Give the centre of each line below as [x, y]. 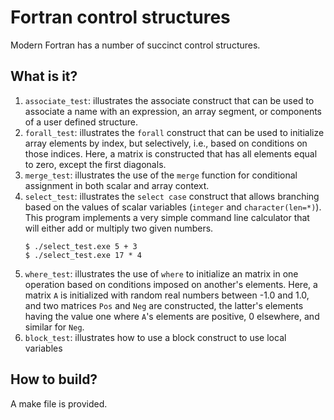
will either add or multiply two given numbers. [119, 228]
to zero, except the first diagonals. [95, 164]
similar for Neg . [54, 327]
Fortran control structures [120, 17]
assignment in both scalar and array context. [117, 185]
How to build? [54, 379]
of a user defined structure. [81, 122]
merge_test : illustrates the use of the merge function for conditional [161, 175]
